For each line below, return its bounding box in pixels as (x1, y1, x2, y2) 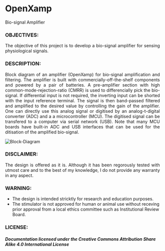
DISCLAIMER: (5, 151, 38, 157)
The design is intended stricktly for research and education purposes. (12, 196, 154, 202)
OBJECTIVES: (5, 31, 39, 38)
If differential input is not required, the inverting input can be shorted (19, 92, 160, 98)
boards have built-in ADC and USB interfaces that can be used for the (5, 124, 160, 129)
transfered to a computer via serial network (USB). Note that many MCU (5, 119, 160, 125)
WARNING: (5, 185, 32, 191)
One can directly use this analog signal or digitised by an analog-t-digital (5, 108, 160, 114)
